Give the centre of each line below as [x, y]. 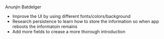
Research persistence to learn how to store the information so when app [85, 21]
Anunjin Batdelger [23, 7]
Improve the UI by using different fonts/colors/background [71, 16]
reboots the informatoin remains [45, 26]
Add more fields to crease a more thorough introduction [69, 32]
